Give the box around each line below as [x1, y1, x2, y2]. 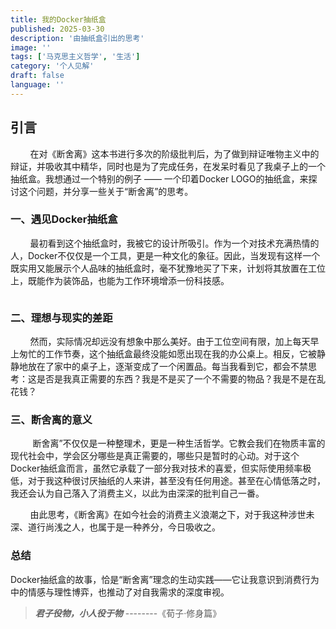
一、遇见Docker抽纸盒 [10, 212, 118, 226]
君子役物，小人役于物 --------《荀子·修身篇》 [34, 607, 222, 619]
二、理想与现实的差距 [10, 311, 113, 325]
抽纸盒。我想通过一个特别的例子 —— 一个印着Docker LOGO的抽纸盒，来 [10, 172, 309, 185]
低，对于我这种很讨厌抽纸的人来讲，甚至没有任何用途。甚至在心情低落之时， [10, 475, 326, 487]
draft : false [10, 71, 65, 81]
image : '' [10, 42, 52, 53]
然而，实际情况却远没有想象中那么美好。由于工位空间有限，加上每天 [29, 336, 311, 348]
